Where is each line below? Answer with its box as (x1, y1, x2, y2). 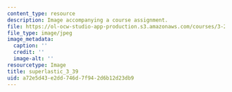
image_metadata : (7, 36, 54, 43)
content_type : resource (7, 10, 76, 17)
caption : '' (13, 42, 48, 49)
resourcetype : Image (7, 62, 67, 68)
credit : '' (13, 49, 45, 56)
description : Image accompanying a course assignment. (7, 17, 168, 24)
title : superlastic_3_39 (7, 68, 79, 75)
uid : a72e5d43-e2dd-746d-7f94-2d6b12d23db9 (7, 74, 135, 82)
